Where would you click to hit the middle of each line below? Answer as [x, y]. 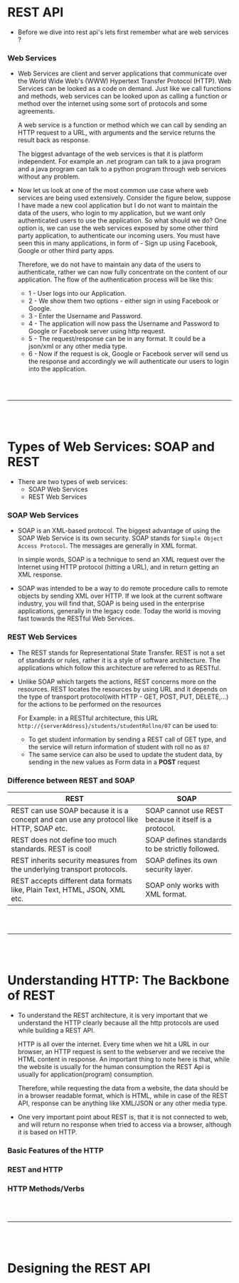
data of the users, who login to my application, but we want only [112, 213]
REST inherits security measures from [74, 861]
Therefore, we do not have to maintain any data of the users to [109, 264]
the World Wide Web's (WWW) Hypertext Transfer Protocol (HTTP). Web [124, 81]
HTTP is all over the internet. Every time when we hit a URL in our [113, 1044]
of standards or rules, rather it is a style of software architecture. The [119, 660]
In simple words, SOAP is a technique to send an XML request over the [121, 559]
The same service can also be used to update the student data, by [125, 754]
